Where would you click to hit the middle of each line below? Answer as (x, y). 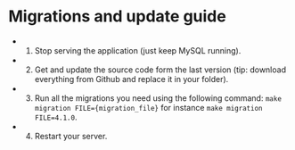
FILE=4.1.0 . (56, 117)
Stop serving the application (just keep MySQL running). (138, 50)
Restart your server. (71, 136)
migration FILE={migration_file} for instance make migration (148, 107)
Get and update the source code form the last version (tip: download (160, 70)
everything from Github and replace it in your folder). (131, 79)
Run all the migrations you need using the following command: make (158, 98)
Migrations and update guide (117, 17)
